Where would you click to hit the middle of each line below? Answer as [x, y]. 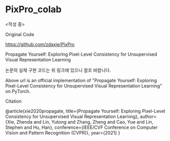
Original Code [20, 34]
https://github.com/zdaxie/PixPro [40, 44]
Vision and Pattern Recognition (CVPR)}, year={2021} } [63, 133]
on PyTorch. [18, 91]
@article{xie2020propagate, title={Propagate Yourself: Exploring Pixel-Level [85, 111]
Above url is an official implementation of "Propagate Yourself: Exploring [81, 80]
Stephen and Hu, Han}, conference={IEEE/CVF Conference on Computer [81, 127]
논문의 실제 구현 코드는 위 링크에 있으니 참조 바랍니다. [58, 70]
